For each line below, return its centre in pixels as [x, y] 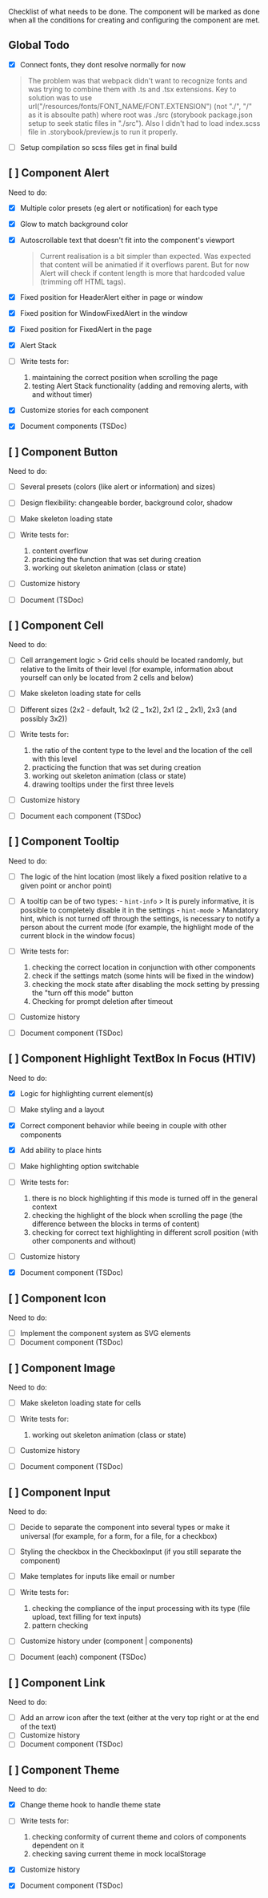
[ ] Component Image [62, 1368]
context [44, 1207]
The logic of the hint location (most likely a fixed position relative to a [133, 876]
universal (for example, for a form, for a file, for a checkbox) [118, 1536]
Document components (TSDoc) [73, 426]
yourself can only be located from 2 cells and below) [107, 678]
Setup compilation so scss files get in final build [98, 147]
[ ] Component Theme [64, 1770]
